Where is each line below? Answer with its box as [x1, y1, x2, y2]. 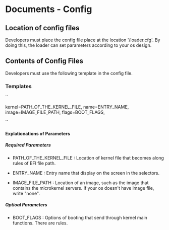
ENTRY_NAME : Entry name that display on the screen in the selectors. [12, 170, 160, 176]
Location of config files [5, 24, 80, 32]
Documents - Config [5, 4, 92, 15]
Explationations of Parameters [5, 130, 71, 136]
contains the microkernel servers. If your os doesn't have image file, [12, 185, 154, 191]
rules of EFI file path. [12, 160, 56, 166]
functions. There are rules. [12, 220, 68, 226]
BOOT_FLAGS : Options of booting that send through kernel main [12, 214, 148, 220]
